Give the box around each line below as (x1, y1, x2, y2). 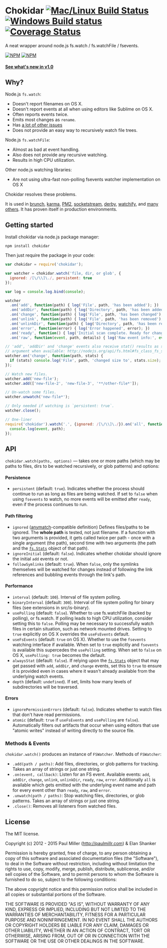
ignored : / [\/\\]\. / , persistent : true (9, 275, 92, 281)
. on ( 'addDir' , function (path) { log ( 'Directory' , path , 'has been (9, 308, 150, 313)
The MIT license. (5, 831, 40, 837)
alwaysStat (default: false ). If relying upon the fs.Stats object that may (12, 657, 159, 663)
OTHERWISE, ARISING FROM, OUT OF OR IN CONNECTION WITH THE (5, 933, 150, 939)
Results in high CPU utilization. (12, 157, 76, 163)
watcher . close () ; (5, 408, 41, 413)
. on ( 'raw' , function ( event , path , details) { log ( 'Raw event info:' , (9, 335, 157, 340)
